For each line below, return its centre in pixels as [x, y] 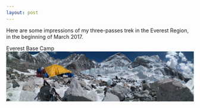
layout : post [22, 13]
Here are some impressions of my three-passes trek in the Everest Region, [98, 30]
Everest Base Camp [30, 48]
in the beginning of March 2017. [45, 36]
